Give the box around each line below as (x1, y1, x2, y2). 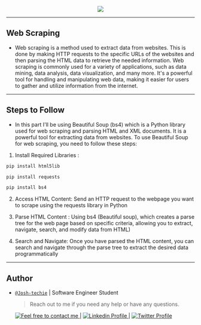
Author (6, 273, 33, 283)
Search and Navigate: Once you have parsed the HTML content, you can (14, 238, 194, 245)
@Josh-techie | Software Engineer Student (14, 289, 118, 296)
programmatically (14, 250, 59, 257)
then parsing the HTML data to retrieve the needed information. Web (14, 57, 184, 64)
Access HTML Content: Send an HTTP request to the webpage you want (14, 195, 194, 203)
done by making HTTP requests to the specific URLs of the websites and (14, 50, 194, 57)
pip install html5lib (6, 163, 60, 169)
